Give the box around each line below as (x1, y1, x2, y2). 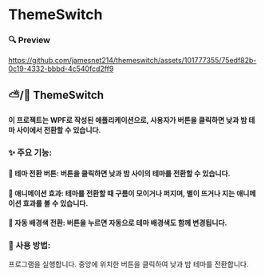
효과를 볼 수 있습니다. (22, 198, 89, 208)
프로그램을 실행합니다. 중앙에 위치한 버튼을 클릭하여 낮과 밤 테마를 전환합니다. (8, 259, 249, 269)
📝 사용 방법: (8, 240, 51, 251)
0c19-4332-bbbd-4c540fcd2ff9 (8, 64, 114, 73)
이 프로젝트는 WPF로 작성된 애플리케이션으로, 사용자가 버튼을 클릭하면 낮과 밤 (8, 116, 247, 125)
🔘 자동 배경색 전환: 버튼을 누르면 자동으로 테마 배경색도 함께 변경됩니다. (8, 218, 227, 228)
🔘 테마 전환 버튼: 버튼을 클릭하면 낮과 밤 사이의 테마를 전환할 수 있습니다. (8, 168, 231, 178)
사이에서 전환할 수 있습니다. (16, 125, 101, 135)
